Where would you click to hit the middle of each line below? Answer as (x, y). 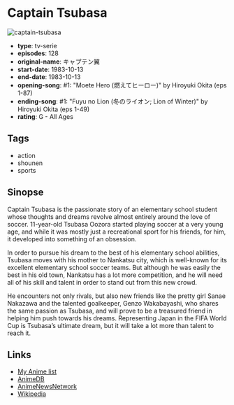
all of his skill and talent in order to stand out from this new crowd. (102, 282)
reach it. (19, 333)
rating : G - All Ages (45, 116)
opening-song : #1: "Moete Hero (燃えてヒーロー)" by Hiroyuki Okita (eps (122, 85)
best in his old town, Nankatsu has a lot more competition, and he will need (115, 275)
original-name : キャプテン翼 (58, 62)
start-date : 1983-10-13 (50, 69)
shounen (30, 163)
